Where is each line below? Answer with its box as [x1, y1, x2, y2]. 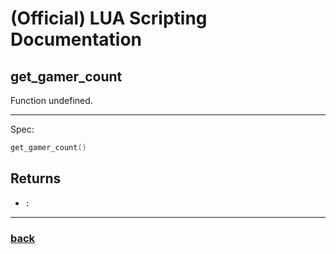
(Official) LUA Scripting [10, 7, 208, 30]
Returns [10, 170, 62, 187]
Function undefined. [10, 95, 93, 106]
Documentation [10, 28, 143, 51]
